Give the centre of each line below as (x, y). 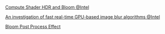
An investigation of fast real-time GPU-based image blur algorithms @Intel (83, 17)
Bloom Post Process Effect (33, 26)
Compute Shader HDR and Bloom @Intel (47, 7)
